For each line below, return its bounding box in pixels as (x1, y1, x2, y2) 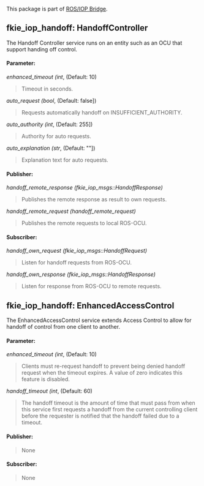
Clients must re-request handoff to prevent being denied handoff (21, 362, 186, 370)
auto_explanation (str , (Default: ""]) (6, 144, 96, 152)
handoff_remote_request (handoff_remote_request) (6, 207, 136, 215)
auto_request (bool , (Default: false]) (6, 97, 97, 105)
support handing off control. (6, 45, 78, 53)
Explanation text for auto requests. (21, 156, 108, 164)
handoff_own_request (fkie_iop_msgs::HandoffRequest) (6, 247, 148, 255)
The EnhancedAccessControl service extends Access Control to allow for (6, 316, 192, 324)
